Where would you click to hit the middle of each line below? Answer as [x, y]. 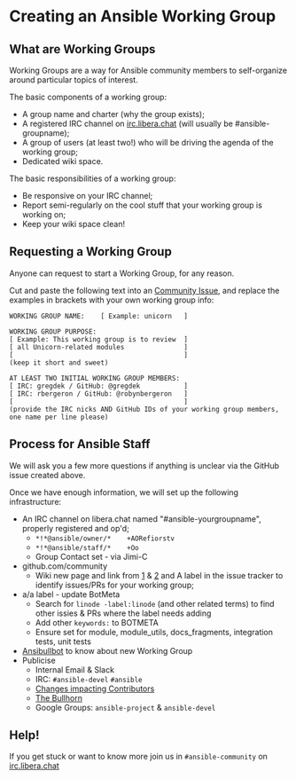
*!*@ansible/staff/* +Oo [87, 547]
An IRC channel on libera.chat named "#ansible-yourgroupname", [141, 519]
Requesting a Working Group [91, 252]
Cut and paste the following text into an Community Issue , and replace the [144, 290]
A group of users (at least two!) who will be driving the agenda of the [148, 142]
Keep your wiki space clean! [74, 224]
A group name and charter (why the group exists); [113, 114]
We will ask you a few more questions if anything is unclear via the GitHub [144, 465]
